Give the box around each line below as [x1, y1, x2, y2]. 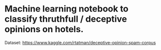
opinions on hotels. [4, 24, 84, 35]
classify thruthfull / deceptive [4, 13, 127, 25]
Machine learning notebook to [4, 3, 129, 14]
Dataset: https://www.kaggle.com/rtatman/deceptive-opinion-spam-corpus [4, 39, 156, 45]
